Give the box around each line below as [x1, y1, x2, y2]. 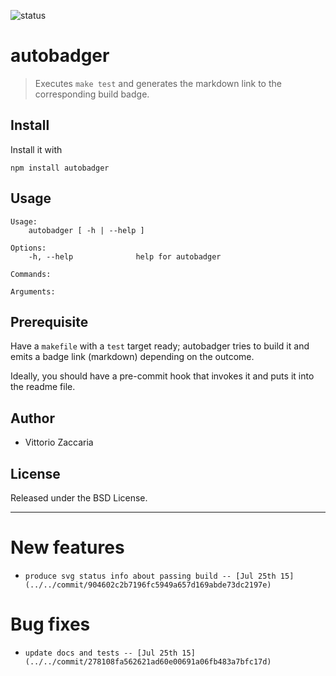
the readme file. [10, 381, 76, 393]
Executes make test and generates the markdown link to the [34, 77, 282, 89]
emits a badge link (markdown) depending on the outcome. [10, 351, 255, 363]
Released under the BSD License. [10, 492, 148, 504]
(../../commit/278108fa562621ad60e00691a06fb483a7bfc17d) [24, 656, 272, 667]
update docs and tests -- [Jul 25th [24, 648, 178, 658]
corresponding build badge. [34, 88, 150, 100]
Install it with [10, 143, 63, 155]
